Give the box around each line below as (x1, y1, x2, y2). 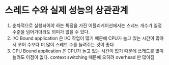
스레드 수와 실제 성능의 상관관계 (5, 5, 128, 16)
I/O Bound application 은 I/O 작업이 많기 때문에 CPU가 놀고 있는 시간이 (12, 35, 155, 41)
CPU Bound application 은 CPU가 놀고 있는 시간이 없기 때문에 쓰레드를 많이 (12, 48, 164, 54)
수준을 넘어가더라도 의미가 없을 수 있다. (12, 28, 90, 35)
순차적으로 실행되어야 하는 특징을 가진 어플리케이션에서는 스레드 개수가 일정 (12, 22, 162, 28)
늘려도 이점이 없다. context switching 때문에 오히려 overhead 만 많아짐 (12, 54, 155, 60)
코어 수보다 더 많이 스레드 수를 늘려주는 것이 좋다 (17, 41, 114, 47)
